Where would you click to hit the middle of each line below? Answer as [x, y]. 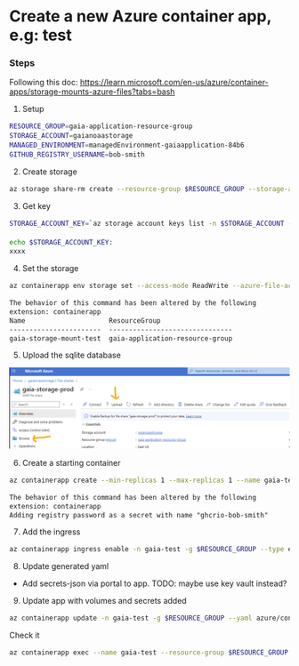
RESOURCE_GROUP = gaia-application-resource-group [101, 126]
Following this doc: [44, 83]
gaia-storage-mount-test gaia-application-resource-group [121, 339]
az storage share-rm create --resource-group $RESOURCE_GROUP [127, 189]
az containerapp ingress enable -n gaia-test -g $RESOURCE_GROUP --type [147, 549]
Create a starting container [71, 462]
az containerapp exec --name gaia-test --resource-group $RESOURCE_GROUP [149, 652]
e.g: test [41, 35]
